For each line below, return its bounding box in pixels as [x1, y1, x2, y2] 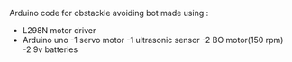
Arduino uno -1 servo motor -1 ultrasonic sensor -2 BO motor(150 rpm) [22, 35, 284, 45]
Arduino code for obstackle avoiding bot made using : [9, 8, 209, 18]
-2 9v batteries [22, 44, 78, 55]
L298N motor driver [22, 25, 96, 35]
